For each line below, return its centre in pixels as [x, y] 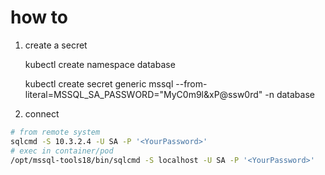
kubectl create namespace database [100, 64]
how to [39, 17]
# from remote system [55, 132]
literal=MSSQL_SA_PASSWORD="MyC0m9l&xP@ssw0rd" [143, 94]
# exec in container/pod [62, 151]
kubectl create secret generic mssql [99, 83]
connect [42, 113]
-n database [289, 94]
